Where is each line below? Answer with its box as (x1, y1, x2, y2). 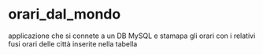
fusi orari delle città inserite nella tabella (8, 39, 138, 48)
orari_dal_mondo (8, 5, 121, 23)
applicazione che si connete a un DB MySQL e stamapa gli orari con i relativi (8, 31, 256, 40)
